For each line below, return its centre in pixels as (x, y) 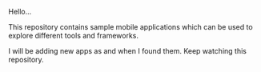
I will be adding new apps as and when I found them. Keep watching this (127, 51)
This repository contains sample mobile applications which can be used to (131, 27)
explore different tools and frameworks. (73, 36)
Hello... (20, 12)
